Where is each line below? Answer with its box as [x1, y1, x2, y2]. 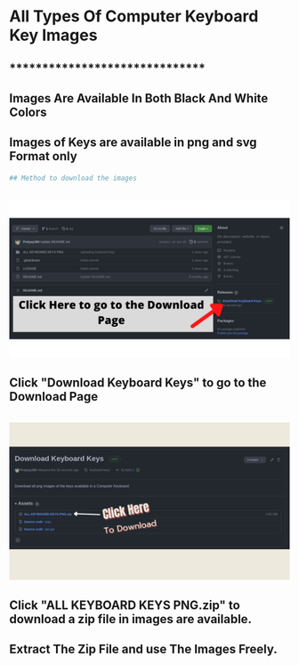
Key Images [9, 25, 98, 45]
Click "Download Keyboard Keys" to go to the [9, 375, 267, 390]
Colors [9, 104, 47, 119]
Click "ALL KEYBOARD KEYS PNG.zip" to [9, 597, 240, 612]
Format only [9, 149, 77, 164]
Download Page [9, 389, 99, 404]
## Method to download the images [9, 174, 138, 182]
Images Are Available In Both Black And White [9, 91, 269, 106]
